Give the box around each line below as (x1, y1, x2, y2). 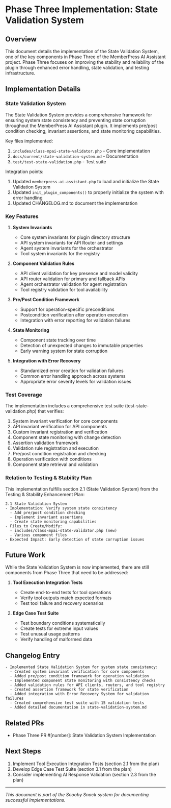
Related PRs (5, 719, 44, 727)
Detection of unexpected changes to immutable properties (20, 342, 144, 348)
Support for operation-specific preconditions (20, 306, 115, 312)
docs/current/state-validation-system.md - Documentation (12, 153, 138, 159)
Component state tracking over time (20, 337, 96, 343)
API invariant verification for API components (12, 424, 107, 430)
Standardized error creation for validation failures (20, 368, 124, 374)
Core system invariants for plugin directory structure (20, 234, 131, 240)
